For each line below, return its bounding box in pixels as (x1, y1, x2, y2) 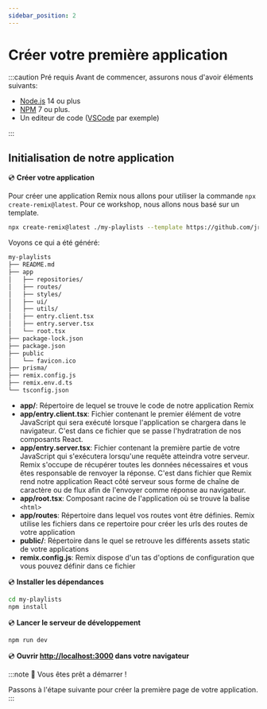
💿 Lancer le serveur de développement (8, 618, 141, 627)
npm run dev (8, 636, 48, 644)
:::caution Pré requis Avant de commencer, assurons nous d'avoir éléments (8, 72, 253, 82)
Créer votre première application (8, 45, 228, 64)
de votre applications (19, 544, 89, 553)
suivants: (8, 80, 38, 90)
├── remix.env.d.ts (8, 379, 73, 387)
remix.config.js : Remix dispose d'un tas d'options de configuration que (19, 552, 255, 562)
